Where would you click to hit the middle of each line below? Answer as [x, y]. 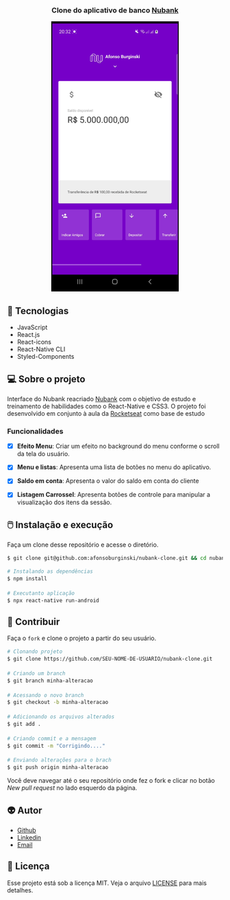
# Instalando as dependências [50, 571]
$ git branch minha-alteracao [50, 680]
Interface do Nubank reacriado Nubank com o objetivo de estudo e [102, 399]
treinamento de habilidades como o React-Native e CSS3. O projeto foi [107, 406]
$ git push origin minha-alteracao [58, 768]
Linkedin [29, 838]
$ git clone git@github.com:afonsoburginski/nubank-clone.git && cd [107, 558]
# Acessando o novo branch [46, 695]
